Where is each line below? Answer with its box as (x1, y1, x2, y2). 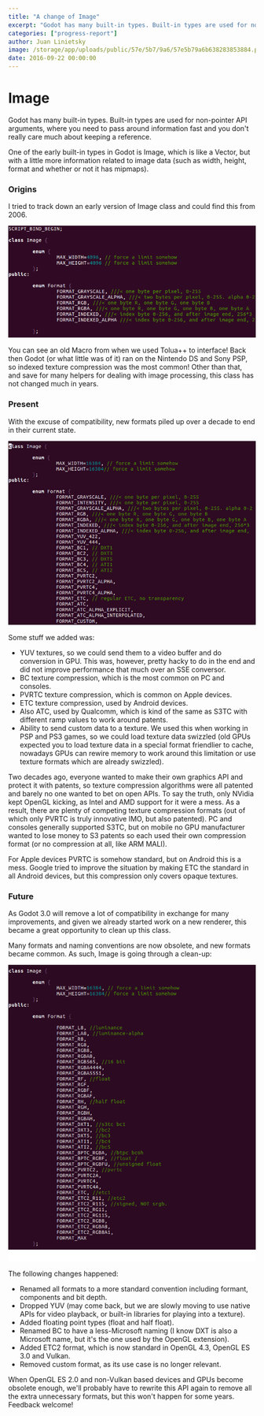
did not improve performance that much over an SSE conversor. (19, 665, 226, 674)
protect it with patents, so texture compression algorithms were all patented (8, 781, 254, 790)
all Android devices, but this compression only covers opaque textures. (8, 871, 238, 881)
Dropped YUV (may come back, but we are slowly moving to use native (19, 1301, 251, 1310)
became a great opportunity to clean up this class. (8, 926, 171, 935)
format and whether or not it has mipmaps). (8, 164, 149, 173)
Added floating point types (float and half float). (19, 1317, 174, 1328)
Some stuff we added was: (8, 633, 95, 643)
